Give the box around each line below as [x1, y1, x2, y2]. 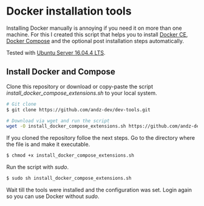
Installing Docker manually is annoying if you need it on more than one [6, 24, 182, 32]
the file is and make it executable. [6, 141, 90, 148]
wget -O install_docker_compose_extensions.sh [6, 123, 126, 129]
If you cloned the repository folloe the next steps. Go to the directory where [6, 134, 195, 142]
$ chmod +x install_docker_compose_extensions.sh [6, 153, 135, 159]
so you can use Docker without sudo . [6, 193, 100, 200]
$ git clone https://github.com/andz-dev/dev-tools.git [6, 106, 151, 113]
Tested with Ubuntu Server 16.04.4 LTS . [6, 49, 106, 56]
